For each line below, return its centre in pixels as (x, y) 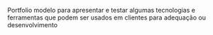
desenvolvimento (33, 25)
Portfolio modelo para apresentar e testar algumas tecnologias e (101, 10)
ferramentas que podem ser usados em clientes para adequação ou (106, 17)
